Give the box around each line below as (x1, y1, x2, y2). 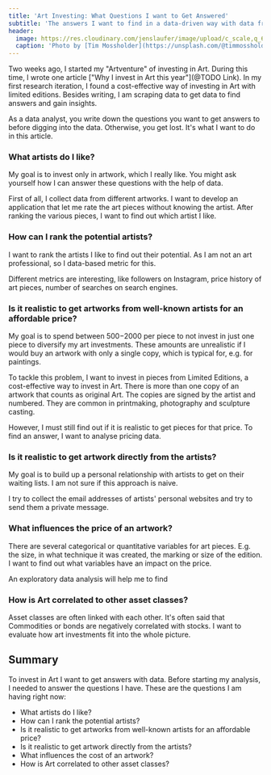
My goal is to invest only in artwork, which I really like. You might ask (8, 170, 237, 179)
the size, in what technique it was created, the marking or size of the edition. (8, 550, 263, 559)
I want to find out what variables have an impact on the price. (8, 558, 212, 568)
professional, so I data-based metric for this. (8, 258, 156, 267)
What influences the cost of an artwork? (19, 750, 154, 760)
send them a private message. (8, 503, 109, 512)
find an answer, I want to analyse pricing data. (8, 432, 161, 441)
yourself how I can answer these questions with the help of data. (8, 179, 223, 188)
